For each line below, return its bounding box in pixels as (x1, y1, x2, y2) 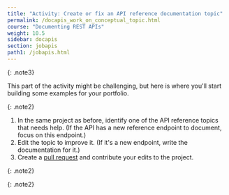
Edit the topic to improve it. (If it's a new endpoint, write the (17, 138, 189, 146)
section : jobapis (7, 42, 58, 49)
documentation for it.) (17, 146, 80, 154)
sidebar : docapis (7, 36, 58, 43)
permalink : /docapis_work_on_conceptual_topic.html (7, 17, 161, 24)
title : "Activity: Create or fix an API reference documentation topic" (7, 10, 223, 17)
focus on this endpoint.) (17, 130, 87, 139)
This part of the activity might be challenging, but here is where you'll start (7, 81, 222, 90)
